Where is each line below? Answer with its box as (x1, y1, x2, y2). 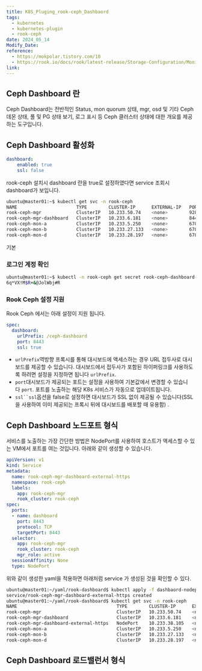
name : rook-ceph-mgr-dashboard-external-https (11, 473, 130, 480)
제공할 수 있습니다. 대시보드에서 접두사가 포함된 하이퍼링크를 (31, 363, 173, 370)
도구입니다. (17, 121, 44, 128)
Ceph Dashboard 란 (6, 88, 80, 99)
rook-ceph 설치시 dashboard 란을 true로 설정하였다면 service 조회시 (6, 179, 170, 186)
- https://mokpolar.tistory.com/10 (11, 54, 101, 60)
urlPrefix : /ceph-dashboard (17, 333, 87, 339)
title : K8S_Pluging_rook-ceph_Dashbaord (6, 8, 109, 15)
